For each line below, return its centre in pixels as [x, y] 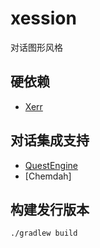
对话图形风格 [36, 47]
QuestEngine [51, 165]
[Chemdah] [48, 176]
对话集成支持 [50, 140]
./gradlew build [44, 233]
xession [43, 18]
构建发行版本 [50, 209]
